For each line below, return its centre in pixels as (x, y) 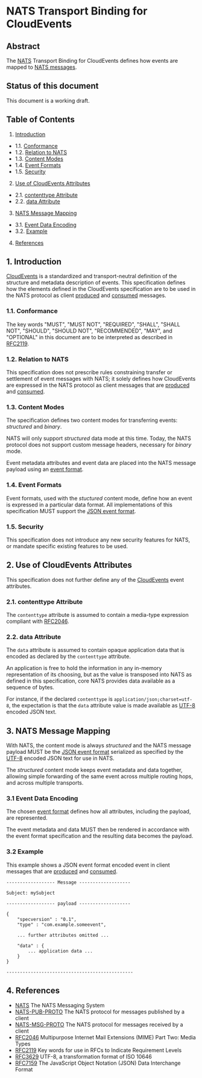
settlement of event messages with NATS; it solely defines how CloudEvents (101, 379)
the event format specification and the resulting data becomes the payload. (100, 836)
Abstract (23, 46)
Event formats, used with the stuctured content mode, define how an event (99, 498)
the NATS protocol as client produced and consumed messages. (87, 295)
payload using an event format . (45, 470)
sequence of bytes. (30, 687)
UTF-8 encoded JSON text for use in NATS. (60, 758)
